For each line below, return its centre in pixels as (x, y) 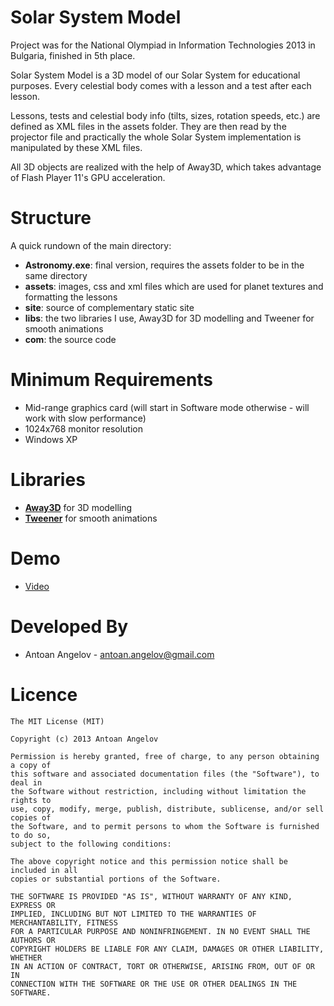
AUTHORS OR (33, 940)
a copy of (31, 765)
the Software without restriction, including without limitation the (158, 791)
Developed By (69, 626)
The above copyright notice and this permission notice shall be (149, 861)
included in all (44, 870)
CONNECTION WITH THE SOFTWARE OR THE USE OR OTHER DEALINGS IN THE (154, 984)
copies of (31, 817)
